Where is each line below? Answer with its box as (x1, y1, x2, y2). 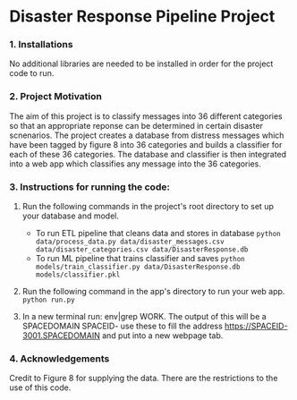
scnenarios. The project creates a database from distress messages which (9, 130, 284, 140)
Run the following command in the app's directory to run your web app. (21, 286, 285, 297)
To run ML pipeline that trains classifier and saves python (35, 253, 246, 264)
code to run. (9, 68, 55, 79)
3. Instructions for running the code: (9, 181, 170, 193)
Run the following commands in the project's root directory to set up (21, 201, 275, 212)
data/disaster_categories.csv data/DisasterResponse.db (35, 245, 249, 254)
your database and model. (21, 210, 119, 221)
